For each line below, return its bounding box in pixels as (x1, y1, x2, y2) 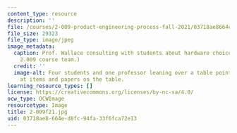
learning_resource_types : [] (7, 82, 93, 89)
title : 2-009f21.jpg (7, 108, 68, 115)
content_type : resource (7, 10, 78, 18)
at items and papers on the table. (20, 75, 125, 83)
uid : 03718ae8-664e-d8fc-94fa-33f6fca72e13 (7, 115, 138, 122)
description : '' (7, 17, 55, 24)
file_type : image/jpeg (7, 37, 74, 44)
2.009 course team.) (20, 56, 80, 63)
